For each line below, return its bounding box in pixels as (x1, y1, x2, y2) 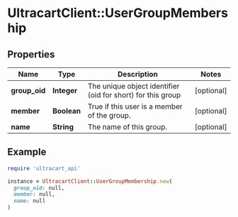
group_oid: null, (13, 184, 65, 191)
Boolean (52, 106, 81, 116)
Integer (52, 86, 78, 95)
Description (118, 69, 158, 79)
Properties (7, 48, 55, 60)
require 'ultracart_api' (7, 165, 81, 172)
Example (7, 146, 47, 158)
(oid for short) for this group (87, 90, 181, 100)
